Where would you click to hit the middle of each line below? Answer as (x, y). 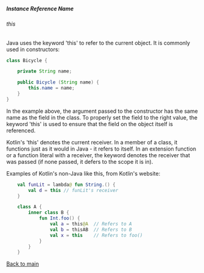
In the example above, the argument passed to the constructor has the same (102, 111)
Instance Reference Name (40, 9)
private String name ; (44, 71)
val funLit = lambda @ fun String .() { (66, 185)
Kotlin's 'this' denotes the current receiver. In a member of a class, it (92, 142)
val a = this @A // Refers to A (91, 224)
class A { (30, 207)
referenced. (21, 130)
